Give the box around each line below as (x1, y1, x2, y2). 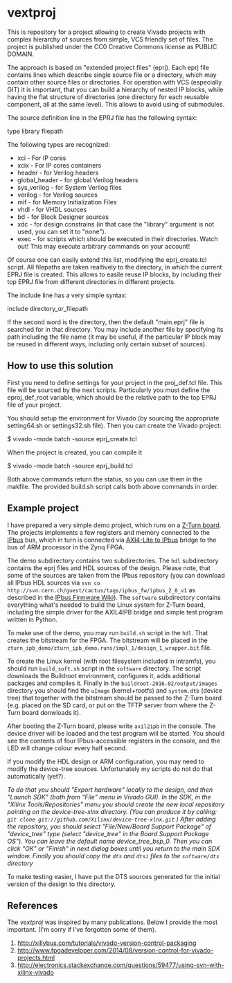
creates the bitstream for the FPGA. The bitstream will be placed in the (7, 636, 208, 644)
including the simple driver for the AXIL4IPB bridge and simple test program (7, 608, 224, 616)
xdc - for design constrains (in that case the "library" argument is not (17, 220, 215, 228)
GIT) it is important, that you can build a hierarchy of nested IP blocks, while (7, 85, 224, 94)
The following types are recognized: (7, 140, 111, 148)
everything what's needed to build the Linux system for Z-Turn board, (7, 601, 206, 609)
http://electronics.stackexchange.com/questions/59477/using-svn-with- (17, 961, 225, 969)
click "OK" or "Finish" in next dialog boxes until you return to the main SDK (7, 844, 220, 853)
